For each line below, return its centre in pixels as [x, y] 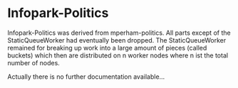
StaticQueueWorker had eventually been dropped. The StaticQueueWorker [117, 40]
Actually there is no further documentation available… [86, 77]
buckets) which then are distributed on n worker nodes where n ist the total [118, 55]
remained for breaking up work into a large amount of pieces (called [107, 48]
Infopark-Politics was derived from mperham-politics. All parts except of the [119, 33]
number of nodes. [34, 62]
